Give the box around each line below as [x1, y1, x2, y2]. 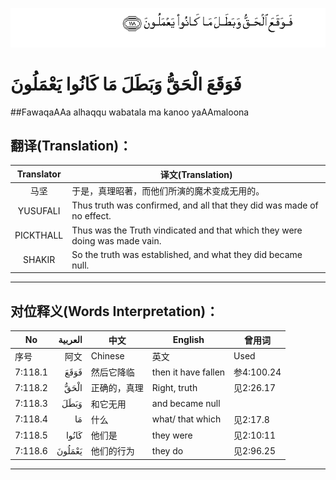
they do [151, 444, 184, 457]
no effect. [71, 210, 112, 222]
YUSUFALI [17, 204, 61, 217]
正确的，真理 [90, 382, 144, 394]
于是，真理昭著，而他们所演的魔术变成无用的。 [71, 185, 265, 197]
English [172, 334, 205, 346]
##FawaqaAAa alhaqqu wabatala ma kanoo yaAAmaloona [10, 106, 250, 118]
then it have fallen [151, 366, 226, 378]
